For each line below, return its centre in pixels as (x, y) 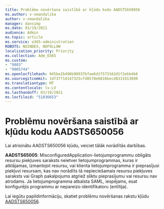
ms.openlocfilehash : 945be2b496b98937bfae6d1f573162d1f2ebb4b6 (72, 74)
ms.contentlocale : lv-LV (31, 88)
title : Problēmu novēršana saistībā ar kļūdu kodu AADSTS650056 (73, 10)
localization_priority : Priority (40, 51)
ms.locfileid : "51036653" (32, 97)
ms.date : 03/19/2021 (26, 28)
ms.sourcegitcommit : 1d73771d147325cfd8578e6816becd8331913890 (72, 79)
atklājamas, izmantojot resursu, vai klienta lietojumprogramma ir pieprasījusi (82, 166)
